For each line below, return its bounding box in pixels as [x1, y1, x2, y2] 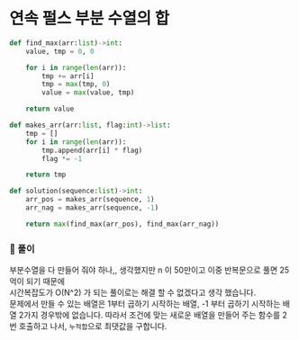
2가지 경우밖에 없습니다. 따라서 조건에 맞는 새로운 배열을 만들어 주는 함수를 [18, 309, 281, 320]
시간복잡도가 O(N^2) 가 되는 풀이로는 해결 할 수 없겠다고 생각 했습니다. [9, 287, 257, 298]
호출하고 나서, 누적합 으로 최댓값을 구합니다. [18, 321, 168, 332]
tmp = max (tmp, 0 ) [41, 80, 111, 89]
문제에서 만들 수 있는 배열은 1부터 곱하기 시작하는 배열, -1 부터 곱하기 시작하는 [9, 299, 281, 309]
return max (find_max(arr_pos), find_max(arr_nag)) [25, 219, 220, 228]
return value [25, 104, 75, 113]
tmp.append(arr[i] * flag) [41, 146, 143, 155]
